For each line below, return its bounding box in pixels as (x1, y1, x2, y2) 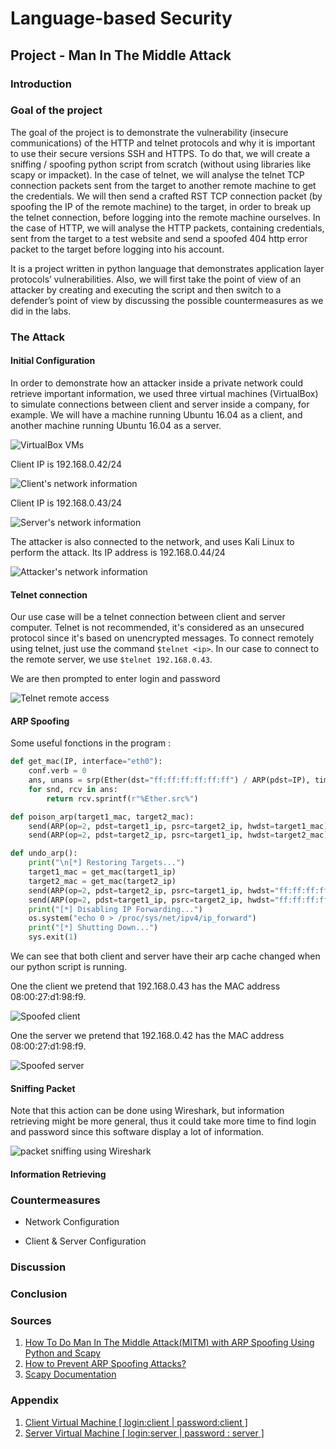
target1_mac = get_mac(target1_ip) (28, 867, 177, 877)
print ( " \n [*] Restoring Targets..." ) (28, 858, 186, 868)
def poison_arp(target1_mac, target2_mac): (10, 812, 195, 822)
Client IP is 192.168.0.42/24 (10, 458, 122, 470)
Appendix (10, 1393, 60, 1407)
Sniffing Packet (10, 1082, 76, 1094)
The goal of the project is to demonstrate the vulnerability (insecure (10, 126, 289, 138)
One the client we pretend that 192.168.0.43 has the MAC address (10, 980, 281, 992)
